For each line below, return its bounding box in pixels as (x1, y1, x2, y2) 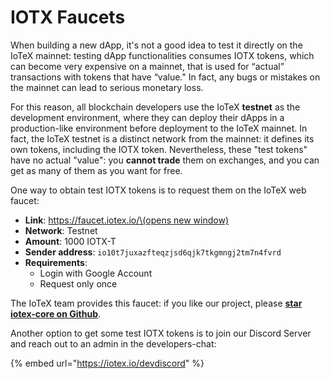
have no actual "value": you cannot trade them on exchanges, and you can (10, 154, 320, 166)
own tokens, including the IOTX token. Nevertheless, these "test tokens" (10, 143, 308, 155)
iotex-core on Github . (10, 307, 102, 320)
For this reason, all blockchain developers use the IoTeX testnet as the (10, 101, 301, 113)
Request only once (39, 277, 118, 290)
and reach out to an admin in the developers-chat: (10, 337, 217, 350)
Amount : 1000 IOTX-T (24, 235, 117, 247)
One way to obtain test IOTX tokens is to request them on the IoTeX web (10, 184, 307, 196)
